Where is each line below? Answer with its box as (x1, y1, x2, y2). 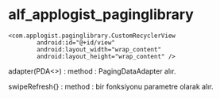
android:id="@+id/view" (37, 38, 115, 47)
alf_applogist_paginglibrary (8, 6, 195, 24)
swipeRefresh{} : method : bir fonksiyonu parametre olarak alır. (8, 82, 214, 91)
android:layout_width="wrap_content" (37, 45, 161, 53)
